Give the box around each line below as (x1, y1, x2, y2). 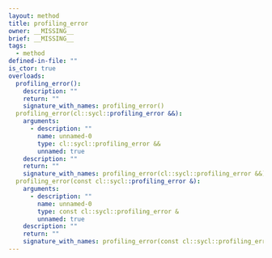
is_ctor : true (8, 65, 57, 73)
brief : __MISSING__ (8, 34, 74, 43)
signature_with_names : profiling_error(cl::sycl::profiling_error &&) (23, 170, 266, 178)
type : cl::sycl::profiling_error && (37, 139, 161, 148)
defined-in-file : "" (8, 57, 79, 66)
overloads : (8, 72, 45, 80)
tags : (8, 42, 27, 50)
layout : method (8, 11, 60, 20)
